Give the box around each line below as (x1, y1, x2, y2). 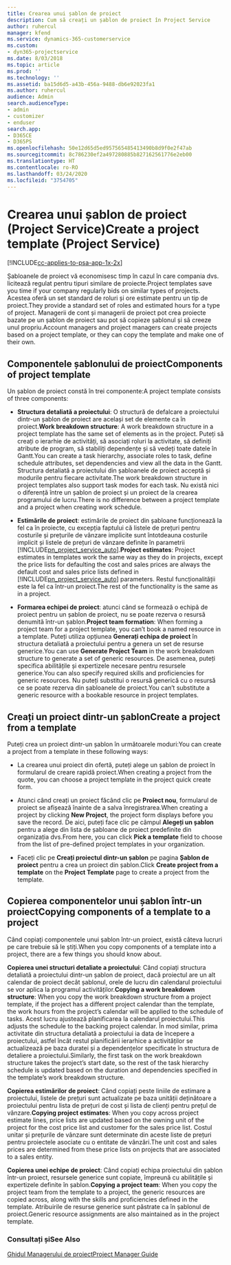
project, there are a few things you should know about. (7, 950, 162, 958)
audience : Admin (7, 94, 54, 101)
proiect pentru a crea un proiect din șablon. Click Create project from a (16, 860, 219, 869)
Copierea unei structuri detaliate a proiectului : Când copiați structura (7, 963, 206, 971)
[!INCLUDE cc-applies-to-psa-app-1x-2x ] (7, 259, 123, 267)
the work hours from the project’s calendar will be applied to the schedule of (7, 1007, 223, 1015)
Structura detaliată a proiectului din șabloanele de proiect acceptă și (16, 466, 211, 475)
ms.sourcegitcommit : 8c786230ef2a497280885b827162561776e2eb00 (7, 151, 192, 159)
